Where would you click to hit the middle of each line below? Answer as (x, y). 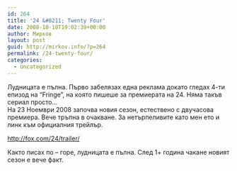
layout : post (27, 40)
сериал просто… (33, 102)
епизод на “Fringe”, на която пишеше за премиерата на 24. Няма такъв (115, 94)
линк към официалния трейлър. (55, 124)
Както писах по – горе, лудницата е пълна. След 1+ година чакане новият (118, 152)
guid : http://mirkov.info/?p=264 (57, 47)
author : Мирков (30, 34)
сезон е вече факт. (35, 160)
